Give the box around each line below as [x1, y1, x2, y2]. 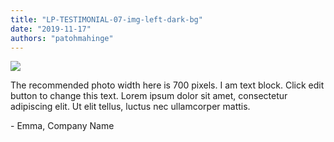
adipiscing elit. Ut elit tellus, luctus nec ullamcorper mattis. [10, 101, 251, 113]
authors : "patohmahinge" [10, 33, 114, 43]
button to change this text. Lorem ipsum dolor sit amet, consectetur [10, 90, 288, 102]
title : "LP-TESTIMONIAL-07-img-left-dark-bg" [10, 14, 203, 25]
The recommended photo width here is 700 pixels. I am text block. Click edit [10, 79, 325, 91]
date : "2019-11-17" [10, 24, 92, 34]
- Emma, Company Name [10, 120, 115, 132]
